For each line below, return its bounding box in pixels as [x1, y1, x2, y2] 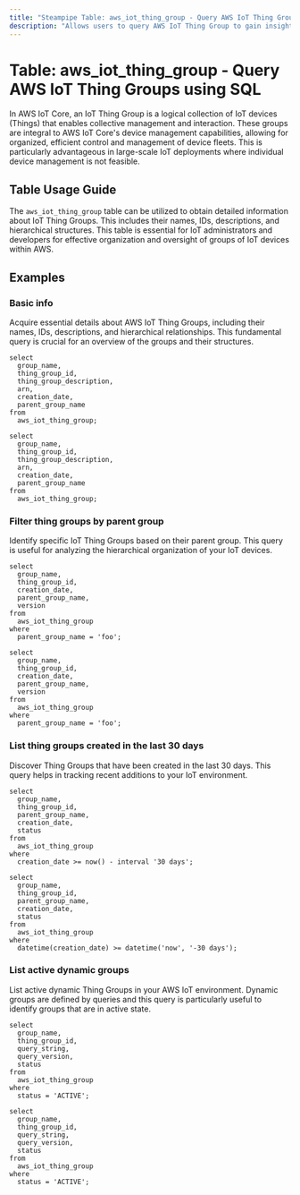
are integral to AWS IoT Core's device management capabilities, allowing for [9, 127, 288, 139]
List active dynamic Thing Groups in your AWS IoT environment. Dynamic [9, 984, 279, 994]
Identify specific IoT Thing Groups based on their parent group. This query [9, 535, 283, 546]
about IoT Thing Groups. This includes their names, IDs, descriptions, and [9, 216, 279, 226]
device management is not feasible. [9, 156, 140, 166]
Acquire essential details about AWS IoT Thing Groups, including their [9, 317, 265, 328]
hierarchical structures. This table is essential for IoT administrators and [9, 225, 273, 235]
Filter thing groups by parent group [9, 515, 164, 527]
